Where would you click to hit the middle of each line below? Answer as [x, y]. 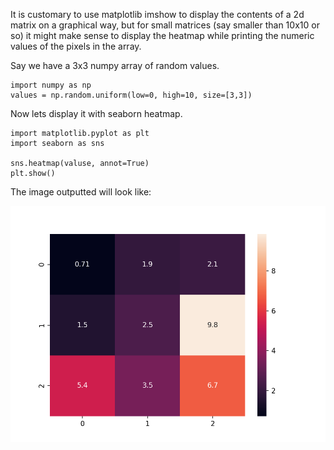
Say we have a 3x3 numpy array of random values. [115, 65]
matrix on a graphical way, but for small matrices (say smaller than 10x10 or [165, 25]
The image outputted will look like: [81, 192]
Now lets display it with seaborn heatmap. [96, 113]
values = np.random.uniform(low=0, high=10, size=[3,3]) [131, 95]
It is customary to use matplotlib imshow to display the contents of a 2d [157, 14]
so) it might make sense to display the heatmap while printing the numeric [162, 35]
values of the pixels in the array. [76, 46]
